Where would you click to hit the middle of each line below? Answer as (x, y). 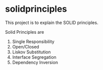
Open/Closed (26, 47)
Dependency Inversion (35, 62)
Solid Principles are (25, 32)
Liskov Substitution (31, 52)
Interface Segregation (34, 57)
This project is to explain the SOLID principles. (52, 23)
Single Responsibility (33, 41)
